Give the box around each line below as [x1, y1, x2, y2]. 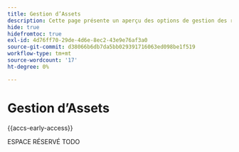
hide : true [7, 23, 40, 31]
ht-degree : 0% [7, 63, 50, 70]
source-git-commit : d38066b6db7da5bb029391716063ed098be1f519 [7, 43, 196, 50]
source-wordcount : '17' [7, 57, 78, 64]
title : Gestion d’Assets [7, 10, 81, 18]
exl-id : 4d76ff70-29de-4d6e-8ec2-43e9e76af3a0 [7, 37, 148, 44]
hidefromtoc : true [7, 30, 62, 38]
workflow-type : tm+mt [7, 50, 72, 58]
